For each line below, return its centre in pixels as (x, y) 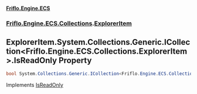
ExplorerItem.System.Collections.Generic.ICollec (98, 42)
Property (75, 60)
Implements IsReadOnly (35, 85)
